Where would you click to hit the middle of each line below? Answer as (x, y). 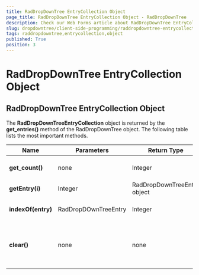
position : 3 (21, 45)
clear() (19, 245)
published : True (26, 39)
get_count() (26, 167)
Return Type (166, 150)
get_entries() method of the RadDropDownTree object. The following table (97, 129)
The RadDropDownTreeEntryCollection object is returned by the (86, 123)
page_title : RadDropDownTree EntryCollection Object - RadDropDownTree (96, 17)
